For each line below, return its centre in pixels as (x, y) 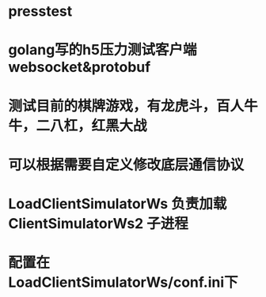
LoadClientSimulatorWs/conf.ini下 (123, 282)
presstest (40, 11)
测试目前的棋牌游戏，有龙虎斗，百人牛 (133, 106)
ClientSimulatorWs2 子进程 (98, 223)
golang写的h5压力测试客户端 (103, 50)
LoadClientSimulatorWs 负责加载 (118, 203)
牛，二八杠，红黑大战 (78, 126)
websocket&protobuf (80, 68)
